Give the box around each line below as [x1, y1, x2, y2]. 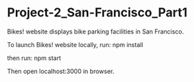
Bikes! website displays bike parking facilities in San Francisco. [7, 27, 184, 36]
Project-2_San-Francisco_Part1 [7, 5, 188, 20]
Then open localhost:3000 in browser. [7, 67, 115, 75]
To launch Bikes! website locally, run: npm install [7, 40, 143, 49]
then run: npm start [7, 53, 61, 62]
